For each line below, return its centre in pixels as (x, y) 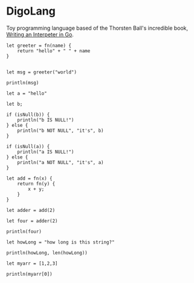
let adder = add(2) (31, 210)
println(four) (24, 231)
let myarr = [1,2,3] (32, 263)
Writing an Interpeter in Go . (40, 34)
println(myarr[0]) (29, 274)
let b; (15, 104)
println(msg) (23, 83)
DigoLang (31, 11)
